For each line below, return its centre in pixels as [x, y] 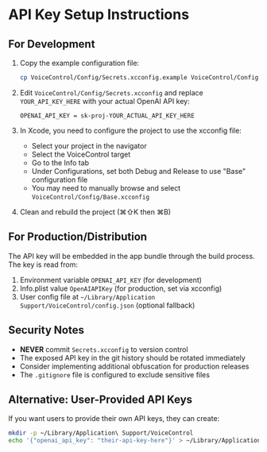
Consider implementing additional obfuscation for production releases [134, 366]
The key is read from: [43, 265]
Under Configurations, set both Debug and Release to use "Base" [139, 171]
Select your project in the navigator [89, 145]
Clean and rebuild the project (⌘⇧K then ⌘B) [95, 211]
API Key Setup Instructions [99, 15]
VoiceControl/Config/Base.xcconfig [90, 197]
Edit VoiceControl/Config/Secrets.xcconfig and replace [112, 92]
